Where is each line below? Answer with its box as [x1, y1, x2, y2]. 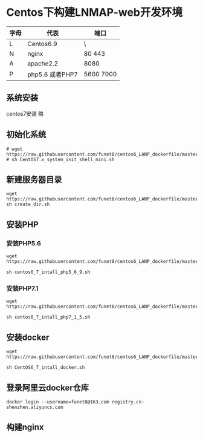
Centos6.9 [27, 39, 57, 48]
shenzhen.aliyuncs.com [6, 404, 63, 410]
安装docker [6, 332, 50, 342]
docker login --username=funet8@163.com [6, 399, 110, 405]
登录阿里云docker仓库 [6, 382, 89, 393]
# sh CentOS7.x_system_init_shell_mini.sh [6, 156, 115, 162]
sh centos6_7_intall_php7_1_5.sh [6, 314, 91, 320]
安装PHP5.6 [6, 239, 41, 247]
